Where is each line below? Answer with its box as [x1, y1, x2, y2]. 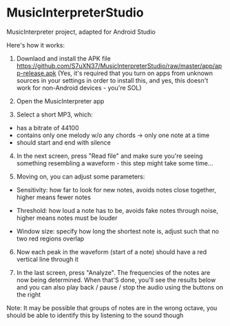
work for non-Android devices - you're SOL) [16, 83, 142, 92]
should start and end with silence [16, 138, 111, 146]
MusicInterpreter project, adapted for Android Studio [6, 28, 156, 36]
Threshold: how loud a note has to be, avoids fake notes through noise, [16, 206, 218, 214]
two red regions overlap [16, 234, 85, 243]
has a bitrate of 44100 [16, 123, 79, 132]
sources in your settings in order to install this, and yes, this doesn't [16, 76, 209, 84]
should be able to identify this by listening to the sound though [6, 311, 184, 319]
